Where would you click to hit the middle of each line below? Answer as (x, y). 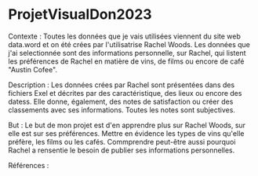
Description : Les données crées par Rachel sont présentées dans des (122, 85)
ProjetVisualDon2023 (80, 15)
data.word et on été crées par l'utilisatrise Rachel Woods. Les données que (129, 44)
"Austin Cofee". (33, 69)
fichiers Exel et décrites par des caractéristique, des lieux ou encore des (125, 93)
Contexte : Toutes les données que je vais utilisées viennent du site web (125, 36)
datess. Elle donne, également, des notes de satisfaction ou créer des (121, 101)
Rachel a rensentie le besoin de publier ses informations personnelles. (122, 150)
